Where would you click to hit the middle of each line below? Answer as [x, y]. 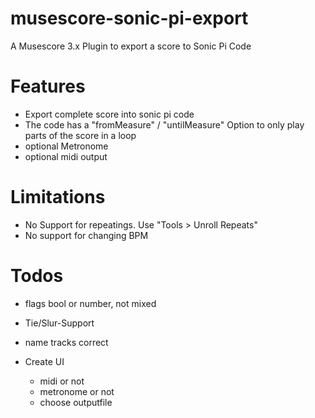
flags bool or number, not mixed [90, 303]
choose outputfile [76, 402]
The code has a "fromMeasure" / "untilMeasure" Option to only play [164, 124]
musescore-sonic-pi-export [129, 18]
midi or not [62, 381]
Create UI [44, 361]
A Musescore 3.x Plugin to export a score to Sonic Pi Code [131, 46]
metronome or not [77, 391]
